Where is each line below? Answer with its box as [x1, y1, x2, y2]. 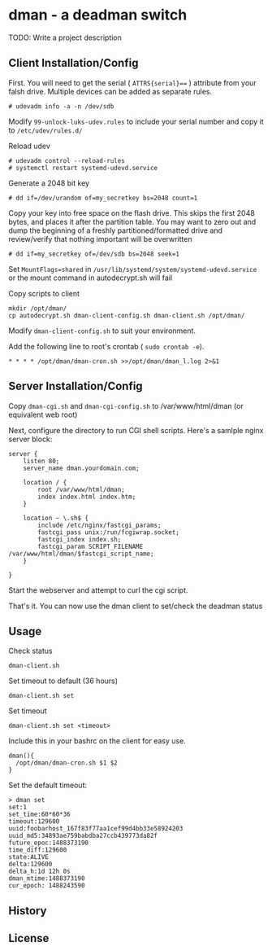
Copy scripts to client [8, 288, 80, 298]
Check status [8, 646, 53, 656]
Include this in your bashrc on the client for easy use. [8, 736, 187, 746]
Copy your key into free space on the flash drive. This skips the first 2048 [8, 208, 256, 217]
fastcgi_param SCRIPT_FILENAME [37, 542, 144, 550]
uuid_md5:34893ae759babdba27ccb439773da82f [8, 832, 158, 840]
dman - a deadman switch [8, 6, 188, 24]
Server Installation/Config [8, 379, 144, 393]
